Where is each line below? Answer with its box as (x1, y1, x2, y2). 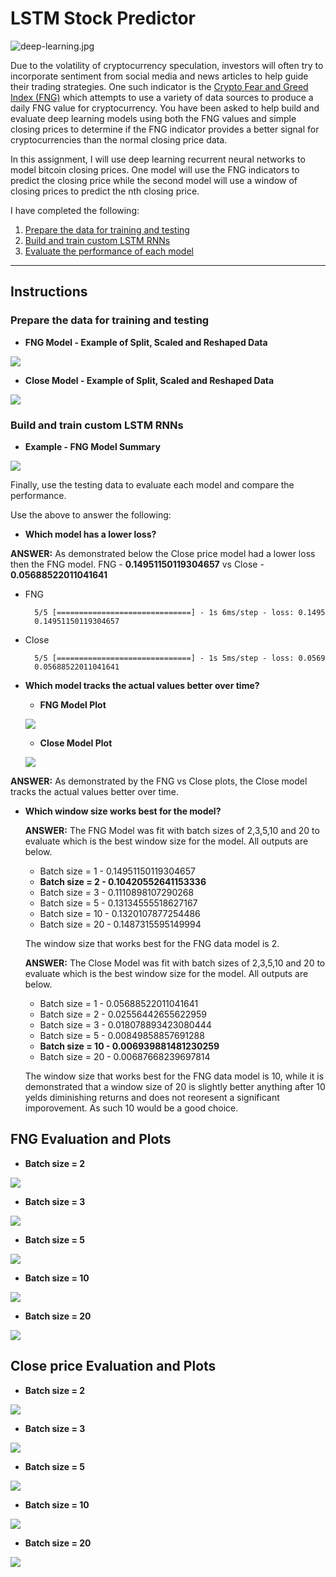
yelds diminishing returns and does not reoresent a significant (24, 1091, 280, 1103)
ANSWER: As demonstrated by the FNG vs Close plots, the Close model (10, 775, 308, 787)
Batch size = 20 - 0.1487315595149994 (39, 918, 202, 930)
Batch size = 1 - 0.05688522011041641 (39, 997, 199, 1009)
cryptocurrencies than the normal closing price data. (10, 133, 228, 146)
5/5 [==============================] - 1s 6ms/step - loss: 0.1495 (34, 607, 326, 617)
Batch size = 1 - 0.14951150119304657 (39, 865, 196, 877)
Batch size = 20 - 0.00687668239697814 (39, 1050, 211, 1062)
